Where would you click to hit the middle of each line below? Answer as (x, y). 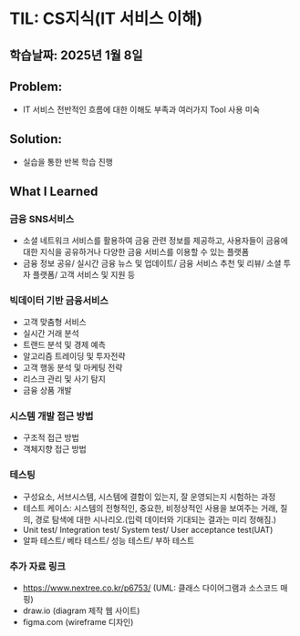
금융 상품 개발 (47, 390)
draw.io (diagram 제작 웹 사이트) (81, 610)
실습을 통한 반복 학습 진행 (68, 162)
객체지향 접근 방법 (54, 449)
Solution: (36, 139)
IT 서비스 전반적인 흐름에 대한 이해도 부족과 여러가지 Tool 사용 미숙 (141, 109)
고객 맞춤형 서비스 (54, 322)
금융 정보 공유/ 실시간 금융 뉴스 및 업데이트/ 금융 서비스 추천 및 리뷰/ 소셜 (152, 263)
